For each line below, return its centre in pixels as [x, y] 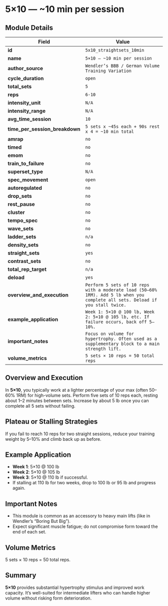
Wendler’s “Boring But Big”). [41, 521]
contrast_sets [24, 261]
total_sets [20, 86]
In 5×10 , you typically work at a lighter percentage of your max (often [77, 390]
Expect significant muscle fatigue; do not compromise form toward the [85, 526]
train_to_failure [26, 164]
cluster [16, 212]
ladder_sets [22, 237]
